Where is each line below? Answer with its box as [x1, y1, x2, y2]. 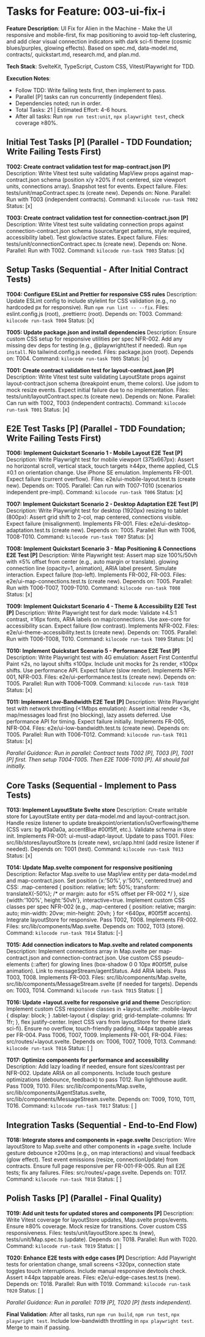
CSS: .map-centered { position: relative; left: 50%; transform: [6, 883, 160, 891]
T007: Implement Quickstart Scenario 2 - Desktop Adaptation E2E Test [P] [6, 500, 198, 508]
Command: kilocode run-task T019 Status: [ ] [6, 1242, 122, 1249]
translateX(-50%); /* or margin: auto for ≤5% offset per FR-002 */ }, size [6, 890, 190, 897]
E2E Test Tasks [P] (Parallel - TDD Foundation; [6, 423, 186, 434]
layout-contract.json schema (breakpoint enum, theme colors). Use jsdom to [6, 379, 199, 387]
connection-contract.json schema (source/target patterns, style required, [6, 227, 192, 234]
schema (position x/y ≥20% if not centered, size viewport [40, 176, 187, 183]
